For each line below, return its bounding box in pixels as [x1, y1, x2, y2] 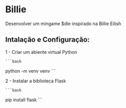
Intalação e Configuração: [5, 35, 90, 44]
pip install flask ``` [5, 96, 42, 103]
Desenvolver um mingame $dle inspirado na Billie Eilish [5, 20, 121, 27]
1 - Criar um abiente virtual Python [5, 49, 78, 55]
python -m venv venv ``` [5, 68, 56, 74]
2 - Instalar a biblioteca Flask [5, 78, 66, 84]
